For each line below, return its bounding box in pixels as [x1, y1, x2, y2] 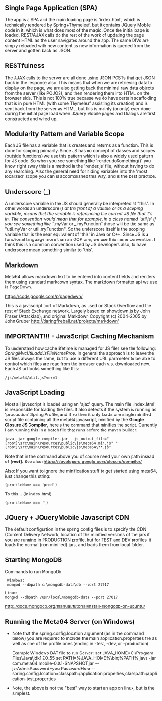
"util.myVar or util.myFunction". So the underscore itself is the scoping [5, 226, 145, 232]
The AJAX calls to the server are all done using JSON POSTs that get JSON [5, 75, 155, 80]
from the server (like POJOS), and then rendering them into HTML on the [5, 90, 150, 96]
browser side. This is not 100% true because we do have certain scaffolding [5, 95, 157, 101]
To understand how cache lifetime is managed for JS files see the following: [5, 345, 156, 351]
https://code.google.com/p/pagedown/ [5, 293, 83, 300]
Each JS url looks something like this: [5, 366, 79, 371]
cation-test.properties [12, 676, 56, 682]
